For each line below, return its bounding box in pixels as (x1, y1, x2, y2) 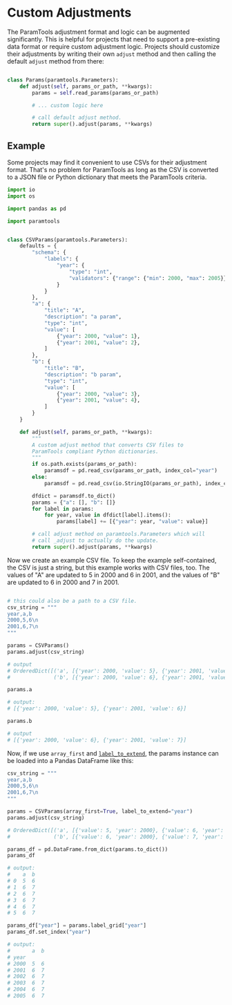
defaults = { (19, 243, 57, 250)
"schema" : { (32, 249, 67, 256)
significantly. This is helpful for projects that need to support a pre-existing (7, 35, 220, 43)
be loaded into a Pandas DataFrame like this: (7, 756, 134, 764)
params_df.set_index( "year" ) (7, 928, 91, 936)
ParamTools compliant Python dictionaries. (32, 448, 159, 455)
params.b (7, 717, 32, 724)
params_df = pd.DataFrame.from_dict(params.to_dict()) (7, 845, 168, 853)
